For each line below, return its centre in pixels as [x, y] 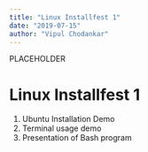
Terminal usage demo [62, 128]
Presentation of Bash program [77, 138]
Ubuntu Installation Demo [68, 119]
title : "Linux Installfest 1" [65, 17]
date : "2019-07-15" [45, 26]
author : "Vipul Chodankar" [59, 34]
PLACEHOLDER [38, 59]
